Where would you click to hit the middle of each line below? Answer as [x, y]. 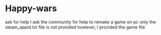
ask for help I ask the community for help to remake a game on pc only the [80, 22]
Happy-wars [31, 9]
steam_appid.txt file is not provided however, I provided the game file [75, 27]
